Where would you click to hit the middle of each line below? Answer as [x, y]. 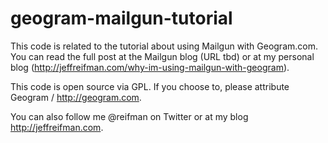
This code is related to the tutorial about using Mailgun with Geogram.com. [164, 46]
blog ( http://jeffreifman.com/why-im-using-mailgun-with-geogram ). [150, 67]
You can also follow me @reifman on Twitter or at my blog [129, 116]
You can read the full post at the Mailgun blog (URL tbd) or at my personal [162, 56]
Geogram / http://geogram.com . [76, 97]
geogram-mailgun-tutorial [121, 18]
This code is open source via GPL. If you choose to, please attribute [150, 86]
